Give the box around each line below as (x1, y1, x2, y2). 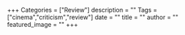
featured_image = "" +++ (7, 21, 78, 28)
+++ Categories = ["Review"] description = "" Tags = (7, 6, 157, 14)
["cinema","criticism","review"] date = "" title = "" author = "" (7, 13, 179, 21)
